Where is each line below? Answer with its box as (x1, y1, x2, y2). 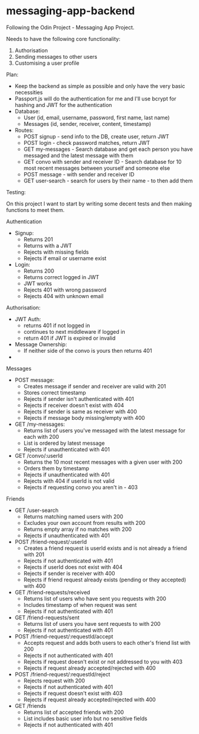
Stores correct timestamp (23, 389, 86, 396)
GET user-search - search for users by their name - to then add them (23, 177, 193, 184)
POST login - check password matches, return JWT (23, 139, 150, 146)
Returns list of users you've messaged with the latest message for (23, 426, 186, 434)
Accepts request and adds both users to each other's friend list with (23, 639, 191, 646)
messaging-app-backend (6, 4, 135, 18)
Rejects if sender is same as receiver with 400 (23, 408, 137, 415)
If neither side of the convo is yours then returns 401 (23, 347, 153, 354)
